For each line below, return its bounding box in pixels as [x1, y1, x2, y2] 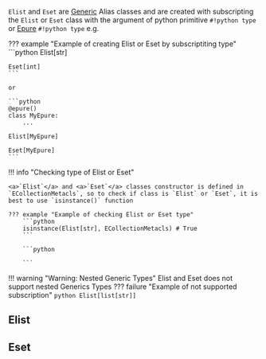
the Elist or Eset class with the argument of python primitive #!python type [8, 15, 256, 25]
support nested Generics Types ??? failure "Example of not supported [8, 282, 237, 291]
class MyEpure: [8, 111, 59, 119]
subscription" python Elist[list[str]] [8, 291, 137, 299]
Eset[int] [8, 63, 41, 71]
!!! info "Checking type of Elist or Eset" [8, 167, 135, 177]
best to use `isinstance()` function [8, 197, 134, 205]
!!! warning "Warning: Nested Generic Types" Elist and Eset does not [8, 274, 233, 283]
